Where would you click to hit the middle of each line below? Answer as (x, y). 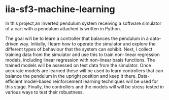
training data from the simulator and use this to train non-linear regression (82, 55)
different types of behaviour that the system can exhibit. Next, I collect (79, 49)
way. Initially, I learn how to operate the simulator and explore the (88, 43)
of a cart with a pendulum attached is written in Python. (63, 28)
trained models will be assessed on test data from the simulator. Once (78, 65)
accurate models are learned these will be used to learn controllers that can (84, 70)
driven (12, 43)
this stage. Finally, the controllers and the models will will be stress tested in (84, 86)
